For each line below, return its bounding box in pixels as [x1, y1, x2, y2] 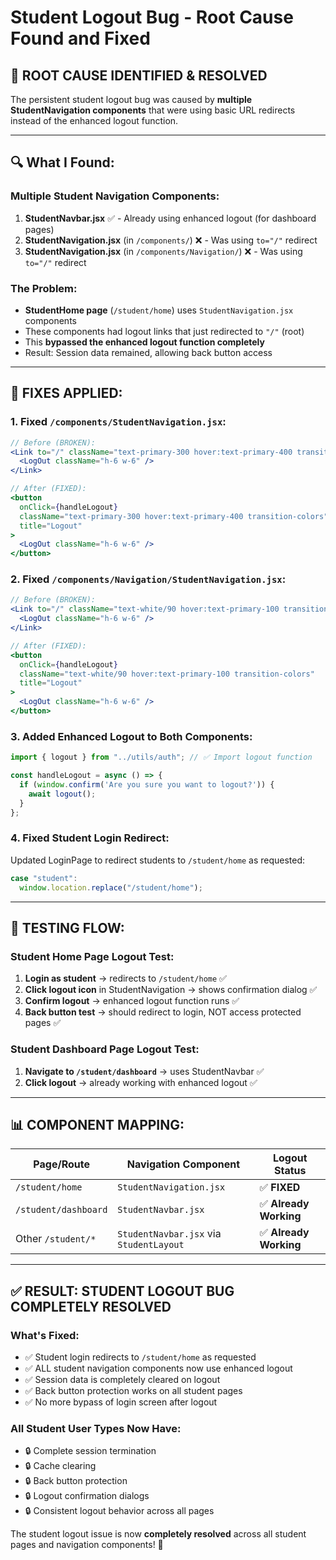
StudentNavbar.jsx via [117, 1227, 222, 1241]
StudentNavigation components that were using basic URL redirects [10, 104, 296, 116]
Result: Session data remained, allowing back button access [24, 346, 273, 358]
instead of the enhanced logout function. [10, 115, 179, 126]
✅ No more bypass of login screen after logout [24, 1396, 218, 1408]
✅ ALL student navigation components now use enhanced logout [24, 1362, 293, 1375]
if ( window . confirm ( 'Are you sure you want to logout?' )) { [19, 780, 275, 790]
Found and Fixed [10, 27, 151, 50]
